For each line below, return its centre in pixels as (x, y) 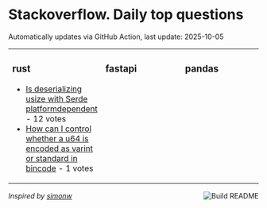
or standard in (52, 158)
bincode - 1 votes (60, 168)
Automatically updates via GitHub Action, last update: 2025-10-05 (116, 37)
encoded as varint (60, 148)
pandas (202, 69)
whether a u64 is (57, 138)
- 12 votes (46, 118)
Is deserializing (54, 89)
